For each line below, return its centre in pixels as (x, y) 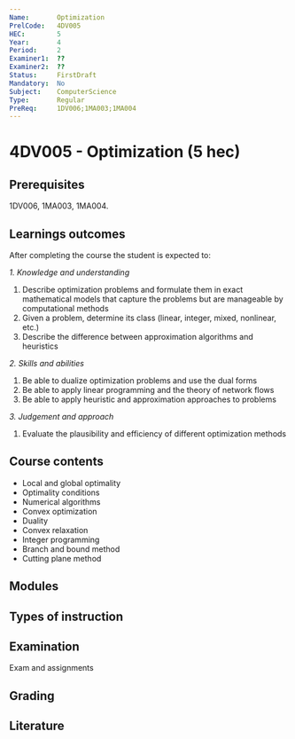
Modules (34, 586)
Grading (32, 696)
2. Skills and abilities (47, 364)
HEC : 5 (35, 34)
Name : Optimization (57, 17)
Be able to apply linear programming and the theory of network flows (148, 390)
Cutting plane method (62, 558)
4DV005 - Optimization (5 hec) (125, 152)
